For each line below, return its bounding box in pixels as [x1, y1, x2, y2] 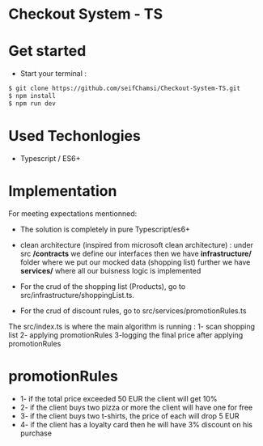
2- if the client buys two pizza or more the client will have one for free [19, 402, 253, 412]
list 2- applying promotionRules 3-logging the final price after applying [8, 329, 244, 340]
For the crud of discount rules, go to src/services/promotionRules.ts [19, 305, 247, 316]
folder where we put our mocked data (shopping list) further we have [19, 257, 251, 267]
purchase [19, 428, 53, 438]
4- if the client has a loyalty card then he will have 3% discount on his [19, 419, 253, 429]
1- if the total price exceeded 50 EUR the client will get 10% [19, 393, 218, 403]
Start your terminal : [19, 69, 87, 79]
